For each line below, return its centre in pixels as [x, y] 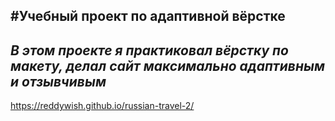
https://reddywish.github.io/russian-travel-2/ [102, 106]
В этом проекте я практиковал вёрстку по [149, 50]
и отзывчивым [58, 81]
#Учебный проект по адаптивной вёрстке [148, 16]
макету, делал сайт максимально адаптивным [167, 65]
